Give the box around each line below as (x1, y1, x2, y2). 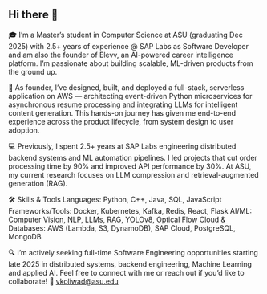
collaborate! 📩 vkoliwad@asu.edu (8, 276, 119, 286)
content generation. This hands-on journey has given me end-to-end (8, 108, 237, 117)
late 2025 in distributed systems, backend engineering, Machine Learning (8, 259, 253, 269)
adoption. (8, 125, 40, 135)
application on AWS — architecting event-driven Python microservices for (8, 91, 253, 100)
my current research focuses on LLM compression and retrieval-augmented (8, 169, 259, 179)
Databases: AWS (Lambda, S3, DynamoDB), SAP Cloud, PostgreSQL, (8, 223, 236, 233)
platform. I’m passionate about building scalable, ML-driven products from (8, 58, 253, 68)
